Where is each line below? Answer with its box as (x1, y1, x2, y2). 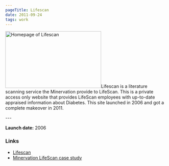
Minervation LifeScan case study (12, 154, 82, 161)
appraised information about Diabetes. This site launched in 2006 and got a (5, 100, 164, 106)
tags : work (5, 17, 29, 22)
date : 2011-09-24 (5, 12, 42, 17)
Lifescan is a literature (101, 83, 148, 89)
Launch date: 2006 (5, 125, 46, 131)
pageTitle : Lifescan (5, 7, 50, 13)
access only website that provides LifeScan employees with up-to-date (5, 94, 155, 100)
